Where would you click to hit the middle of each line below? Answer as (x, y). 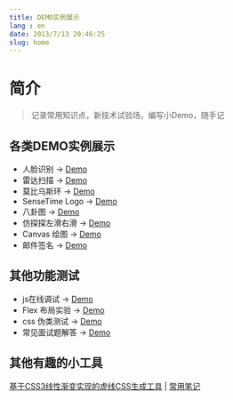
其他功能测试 (44, 276)
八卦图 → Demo (51, 212)
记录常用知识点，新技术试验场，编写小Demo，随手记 (128, 116)
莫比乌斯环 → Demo (58, 191)
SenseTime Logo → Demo (69, 201)
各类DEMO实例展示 (62, 146)
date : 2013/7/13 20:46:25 (57, 34)
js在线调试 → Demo (57, 299)
